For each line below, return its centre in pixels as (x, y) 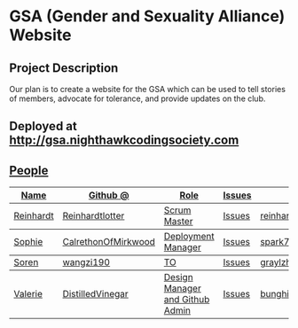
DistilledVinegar (95, 294)
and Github (187, 300)
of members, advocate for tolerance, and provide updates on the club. (137, 98)
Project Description (64, 68)
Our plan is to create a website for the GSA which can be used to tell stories (148, 89)
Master (178, 222)
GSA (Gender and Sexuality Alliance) (147, 16)
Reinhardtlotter (94, 216)
